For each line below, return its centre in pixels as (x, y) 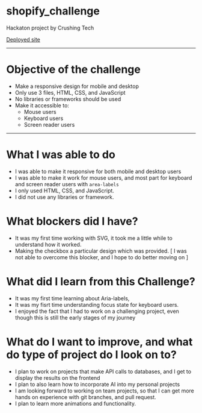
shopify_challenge (53, 11)
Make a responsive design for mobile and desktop (77, 86)
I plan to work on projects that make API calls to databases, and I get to (103, 371)
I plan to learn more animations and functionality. (75, 403)
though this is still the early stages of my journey (75, 317)
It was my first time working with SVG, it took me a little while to (93, 238)
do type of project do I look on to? (92, 355)
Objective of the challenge (74, 70)
